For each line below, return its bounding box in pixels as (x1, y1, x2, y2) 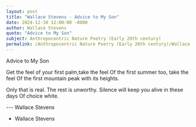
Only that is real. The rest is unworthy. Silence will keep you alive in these (6, 86, 184, 93)
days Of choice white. (6, 92, 59, 99)
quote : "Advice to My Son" (6, 30, 72, 36)
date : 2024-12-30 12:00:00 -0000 (6, 19, 88, 25)
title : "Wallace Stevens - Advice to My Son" (6, 14, 119, 20)
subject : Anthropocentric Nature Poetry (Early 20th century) (6, 36, 161, 42)
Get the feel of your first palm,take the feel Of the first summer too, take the (6, 68, 189, 75)
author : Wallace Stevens (6, 25, 67, 31)
